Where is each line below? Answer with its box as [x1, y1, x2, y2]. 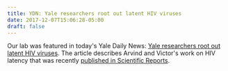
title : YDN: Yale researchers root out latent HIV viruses [7, 10, 182, 17]
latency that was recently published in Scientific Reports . [7, 57, 170, 65]
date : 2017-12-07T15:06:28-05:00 [7, 17, 104, 23]
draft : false [7, 23, 45, 30]
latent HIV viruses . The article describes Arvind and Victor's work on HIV [7, 49, 215, 57]
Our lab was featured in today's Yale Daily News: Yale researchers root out [7, 42, 221, 50]
